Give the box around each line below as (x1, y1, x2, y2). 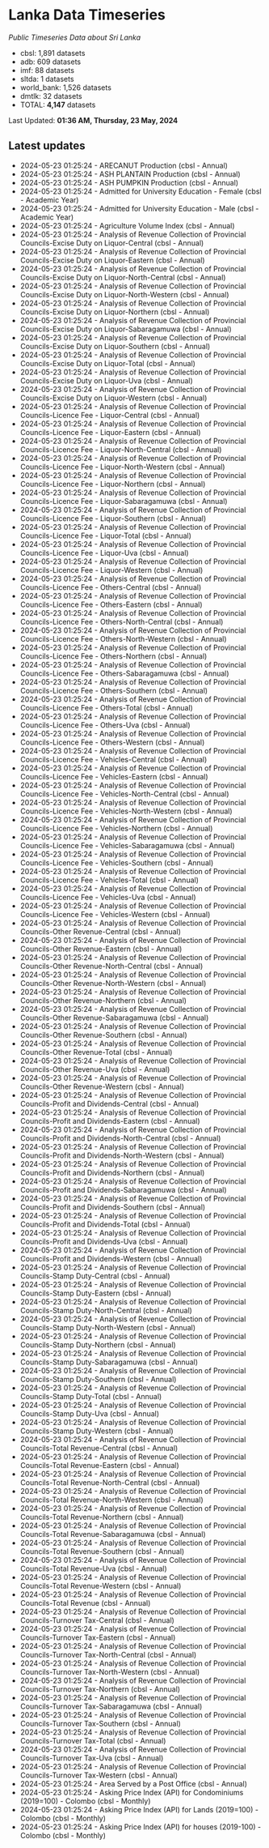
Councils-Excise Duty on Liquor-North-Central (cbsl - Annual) (19, 272, 226, 282)
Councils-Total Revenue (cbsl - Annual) (19, 1598, 151, 1607)
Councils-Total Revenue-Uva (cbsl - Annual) (19, 1564, 167, 1573)
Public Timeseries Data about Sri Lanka (8, 32, 141, 42)
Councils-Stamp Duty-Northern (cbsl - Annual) (19, 1339, 176, 1350)
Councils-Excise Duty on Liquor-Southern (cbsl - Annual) (19, 341, 211, 351)
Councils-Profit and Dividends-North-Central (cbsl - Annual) (19, 1133, 221, 1143)
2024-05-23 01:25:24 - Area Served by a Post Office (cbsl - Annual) (19, 1778, 248, 1788)
